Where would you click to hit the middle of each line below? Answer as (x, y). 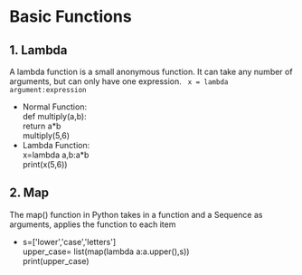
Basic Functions (71, 17)
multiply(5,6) (46, 136)
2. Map (29, 193)
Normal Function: (55, 107)
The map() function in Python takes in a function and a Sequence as (136, 214)
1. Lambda (38, 50)
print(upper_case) (56, 261)
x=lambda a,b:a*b (56, 155)
